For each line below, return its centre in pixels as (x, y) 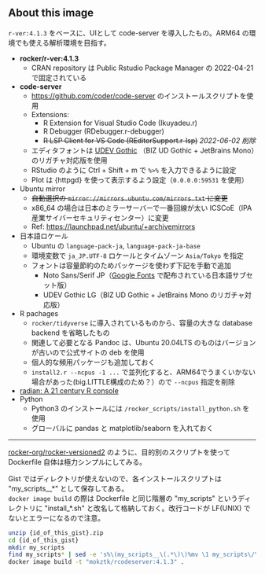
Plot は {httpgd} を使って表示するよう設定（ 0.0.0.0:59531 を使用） (140, 179)
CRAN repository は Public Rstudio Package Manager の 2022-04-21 (142, 68)
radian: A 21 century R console (69, 390)
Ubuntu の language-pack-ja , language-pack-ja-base (116, 245)
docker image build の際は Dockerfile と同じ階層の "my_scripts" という (123, 498)
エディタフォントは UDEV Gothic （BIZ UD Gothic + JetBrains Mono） (143, 150)
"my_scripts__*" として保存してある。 (68, 488)
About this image (51, 13)
